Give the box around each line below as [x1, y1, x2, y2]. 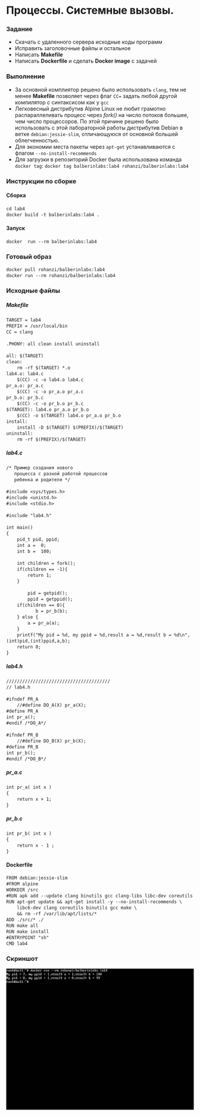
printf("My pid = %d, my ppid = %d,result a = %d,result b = [17, 632, 171, 638]
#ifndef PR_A [6, 696, 39, 702]
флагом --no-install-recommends [14, 149, 97, 156]
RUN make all [6, 923, 39, 929]
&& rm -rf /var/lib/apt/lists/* [17, 911, 97, 917]
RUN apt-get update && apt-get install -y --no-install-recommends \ [6, 899, 183, 905]
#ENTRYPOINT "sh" [6, 935, 49, 941]
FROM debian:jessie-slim [6, 875, 68, 881]
